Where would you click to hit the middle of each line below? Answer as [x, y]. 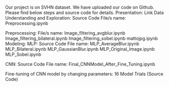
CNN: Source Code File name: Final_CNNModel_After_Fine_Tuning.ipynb [80, 64]
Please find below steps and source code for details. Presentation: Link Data [84, 13]
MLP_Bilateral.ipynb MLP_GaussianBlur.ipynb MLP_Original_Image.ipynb [80, 49]
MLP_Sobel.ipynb [23, 54]
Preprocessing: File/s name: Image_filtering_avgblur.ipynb [65, 33]
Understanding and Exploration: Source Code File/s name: [66, 18]
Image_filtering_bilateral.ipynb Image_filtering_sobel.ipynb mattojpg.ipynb [81, 38]
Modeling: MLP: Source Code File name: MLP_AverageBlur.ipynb [72, 44]
